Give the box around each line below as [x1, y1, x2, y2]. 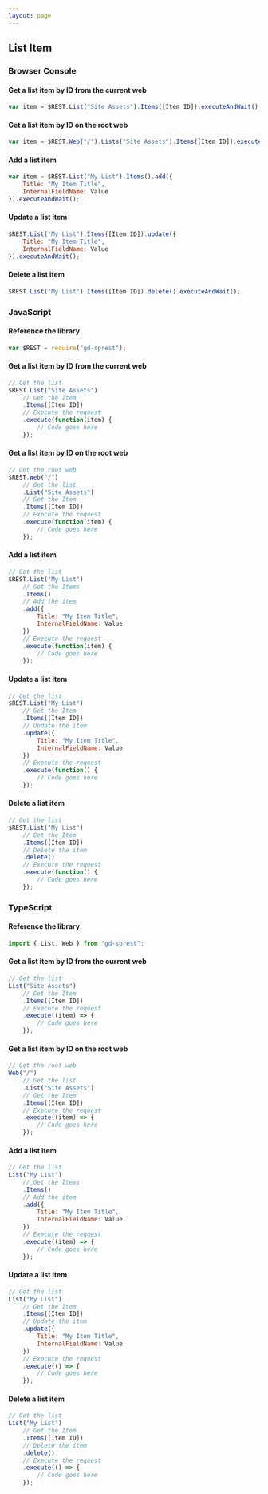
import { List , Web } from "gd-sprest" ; [8, 939, 145, 947]
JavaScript [8, 306, 52, 317]
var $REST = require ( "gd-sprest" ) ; [8, 344, 127, 352]
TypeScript [8, 902, 53, 913]
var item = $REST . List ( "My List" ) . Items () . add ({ [8, 173, 173, 181]
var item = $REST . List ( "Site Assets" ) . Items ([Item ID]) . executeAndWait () [8, 103, 259, 111]
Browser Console [8, 65, 77, 76]
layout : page [8, 11, 52, 20]
